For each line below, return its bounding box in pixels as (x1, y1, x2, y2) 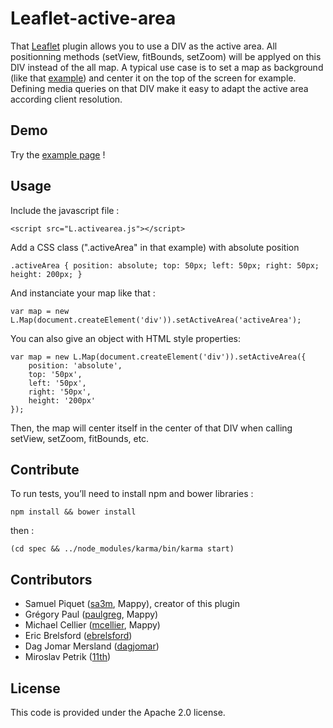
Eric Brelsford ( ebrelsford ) (24, 630, 133, 642)
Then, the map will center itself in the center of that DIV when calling (10, 422, 293, 434)
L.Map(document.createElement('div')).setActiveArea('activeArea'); (10, 315, 302, 325)
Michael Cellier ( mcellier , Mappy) (24, 619, 161, 631)
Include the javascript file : (10, 204, 120, 216)
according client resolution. (10, 93, 123, 105)
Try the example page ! (10, 148, 106, 161)
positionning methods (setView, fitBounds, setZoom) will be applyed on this (10, 50, 322, 62)
